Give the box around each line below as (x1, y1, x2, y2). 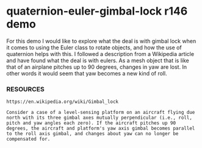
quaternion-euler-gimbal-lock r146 (6, 4, 188, 18)
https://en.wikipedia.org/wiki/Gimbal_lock (6, 99, 119, 105)
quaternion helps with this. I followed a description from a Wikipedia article (6, 50, 194, 57)
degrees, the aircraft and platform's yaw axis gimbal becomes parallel (6, 125, 195, 132)
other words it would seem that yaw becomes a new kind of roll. (6, 69, 167, 77)
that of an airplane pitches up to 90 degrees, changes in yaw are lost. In (6, 63, 187, 71)
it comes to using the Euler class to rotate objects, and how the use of (6, 44, 182, 51)
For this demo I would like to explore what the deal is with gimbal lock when (6, 37, 197, 44)
